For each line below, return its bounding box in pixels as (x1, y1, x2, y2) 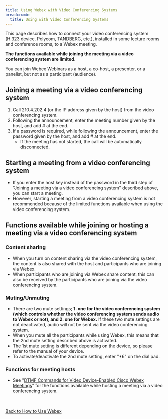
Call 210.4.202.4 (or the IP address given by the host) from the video (12, 107, 154, 113)
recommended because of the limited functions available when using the (12, 201, 163, 207)
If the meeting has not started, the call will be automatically (20, 139, 142, 145)
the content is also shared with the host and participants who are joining (12, 260, 162, 266)
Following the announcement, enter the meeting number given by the (12, 117, 155, 123)
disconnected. (20, 144, 50, 150)
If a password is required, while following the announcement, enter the (12, 128, 159, 134)
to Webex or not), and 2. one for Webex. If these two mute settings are (12, 316, 160, 322)
